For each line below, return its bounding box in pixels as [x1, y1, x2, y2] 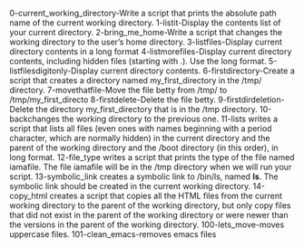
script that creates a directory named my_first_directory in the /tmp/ [9, 75, 262, 85]
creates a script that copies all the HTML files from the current [49, 190, 283, 201]
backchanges [9, 113, 61, 124]
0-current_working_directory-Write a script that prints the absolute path [9, 8, 277, 18]
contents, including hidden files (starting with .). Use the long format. [9, 56, 267, 66]
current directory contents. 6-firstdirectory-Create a [100, 65, 295, 76]
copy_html [9, 190, 48, 201]
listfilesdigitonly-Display [9, 65, 99, 76]
